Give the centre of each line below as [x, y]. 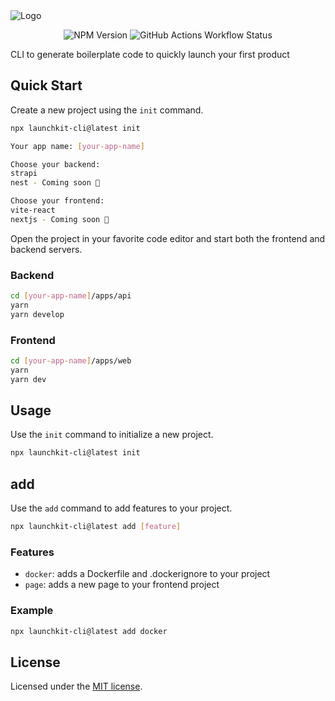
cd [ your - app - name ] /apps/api [71, 296]
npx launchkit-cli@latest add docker [89, 631]
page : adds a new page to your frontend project [122, 585]
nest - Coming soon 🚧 [55, 183]
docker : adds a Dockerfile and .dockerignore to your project [147, 574]
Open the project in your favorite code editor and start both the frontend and [168, 238]
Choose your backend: [55, 164]
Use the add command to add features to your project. [121, 508]
